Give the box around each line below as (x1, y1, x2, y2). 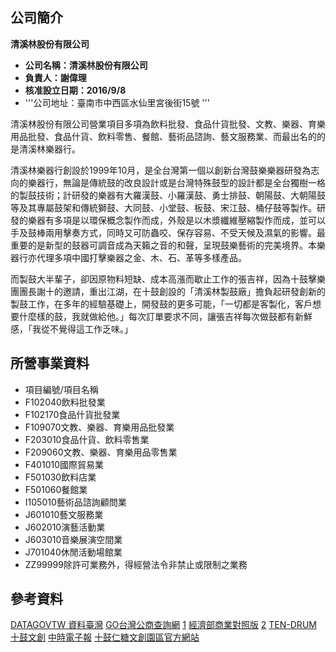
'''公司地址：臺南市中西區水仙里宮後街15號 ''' (24, 96, 210, 108)
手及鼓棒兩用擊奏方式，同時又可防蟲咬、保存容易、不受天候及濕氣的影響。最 (10, 226, 326, 238)
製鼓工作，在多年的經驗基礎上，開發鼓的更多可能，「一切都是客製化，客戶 (10, 298, 313, 310)
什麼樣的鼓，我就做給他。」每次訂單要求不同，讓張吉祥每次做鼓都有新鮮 (18, 310, 313, 322)
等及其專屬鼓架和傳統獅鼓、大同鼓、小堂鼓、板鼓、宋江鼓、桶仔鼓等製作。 (10, 201, 317, 213)
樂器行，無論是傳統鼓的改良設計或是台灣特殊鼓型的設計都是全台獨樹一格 (27, 176, 326, 188)
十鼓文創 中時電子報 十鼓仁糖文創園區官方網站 (10, 631, 200, 643)
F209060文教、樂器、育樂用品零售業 (24, 446, 178, 458)
